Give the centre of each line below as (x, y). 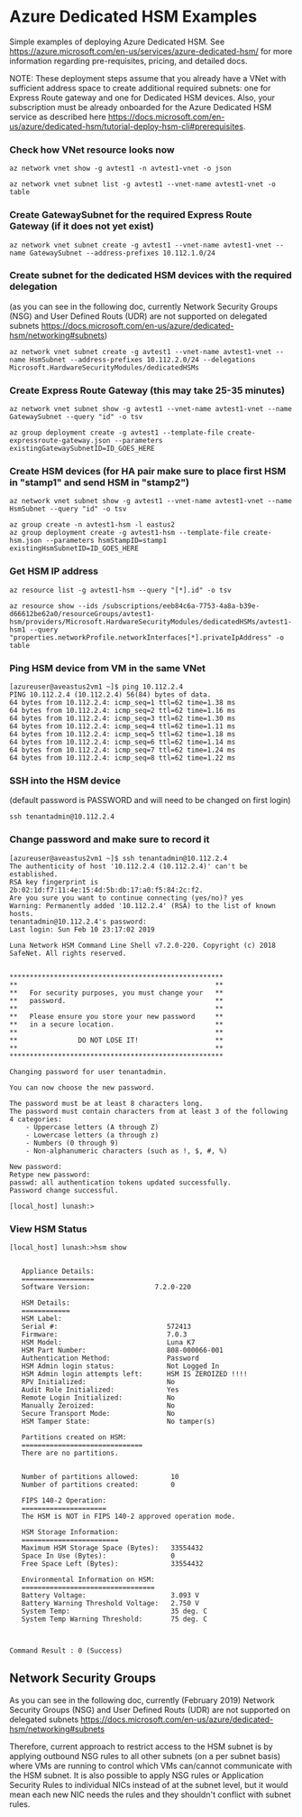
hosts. (22, 913)
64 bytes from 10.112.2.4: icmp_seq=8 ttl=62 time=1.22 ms (123, 758)
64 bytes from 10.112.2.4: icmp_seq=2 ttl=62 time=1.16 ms (123, 711)
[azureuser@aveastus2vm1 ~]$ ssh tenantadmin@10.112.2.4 (119, 858)
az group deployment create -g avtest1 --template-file (116, 433)
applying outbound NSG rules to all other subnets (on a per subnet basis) (145, 1756)
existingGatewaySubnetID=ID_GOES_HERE (82, 449)
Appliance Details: (58, 1271)
